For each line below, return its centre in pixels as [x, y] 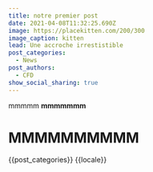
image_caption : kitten [46, 38]
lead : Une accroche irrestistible [66, 46]
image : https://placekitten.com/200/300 [77, 30]
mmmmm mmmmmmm [47, 106]
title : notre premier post [53, 16]
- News [26, 61]
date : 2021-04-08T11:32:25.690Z [62, 23]
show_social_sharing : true [53, 82]
